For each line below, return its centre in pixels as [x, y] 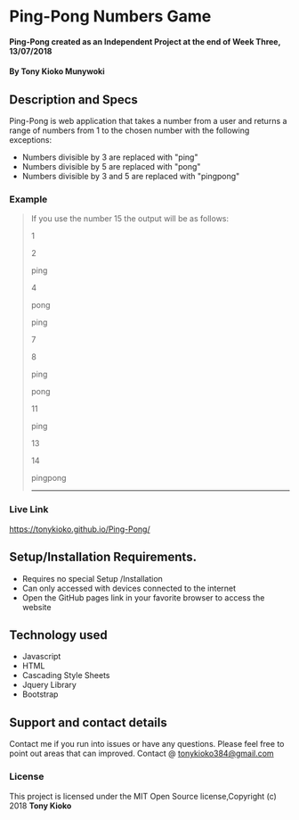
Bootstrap [40, 694]
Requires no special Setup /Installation [92, 578]
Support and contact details [88, 722]
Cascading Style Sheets [66, 675]
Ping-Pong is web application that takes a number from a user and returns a [148, 121]
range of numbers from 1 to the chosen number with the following [129, 130]
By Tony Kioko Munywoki [57, 71]
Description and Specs [73, 99]
